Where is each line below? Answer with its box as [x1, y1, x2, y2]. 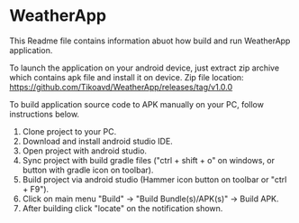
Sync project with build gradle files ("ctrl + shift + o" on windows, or [22, 154, 276, 165]
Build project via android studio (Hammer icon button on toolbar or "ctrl [22, 173, 287, 185]
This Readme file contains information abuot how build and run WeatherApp [9, 35, 291, 46]
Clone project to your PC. [22, 125, 117, 136]
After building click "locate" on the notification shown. [22, 202, 223, 213]
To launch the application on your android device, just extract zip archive [9, 62, 280, 73]
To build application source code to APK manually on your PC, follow [9, 98, 264, 109]
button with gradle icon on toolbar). [22, 164, 154, 175]
